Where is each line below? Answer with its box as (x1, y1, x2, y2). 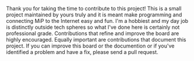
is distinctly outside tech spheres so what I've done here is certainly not (6, 23, 180, 30)
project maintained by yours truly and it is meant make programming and (6, 11, 182, 18)
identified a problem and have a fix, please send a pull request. (6, 49, 159, 55)
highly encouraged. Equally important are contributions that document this (6, 36, 186, 43)
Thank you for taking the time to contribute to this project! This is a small (6, 5, 182, 12)
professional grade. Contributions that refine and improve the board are (6, 30, 179, 37)
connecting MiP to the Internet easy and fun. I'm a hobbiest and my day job (6, 18, 189, 24)
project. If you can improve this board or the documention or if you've (6, 42, 175, 49)
